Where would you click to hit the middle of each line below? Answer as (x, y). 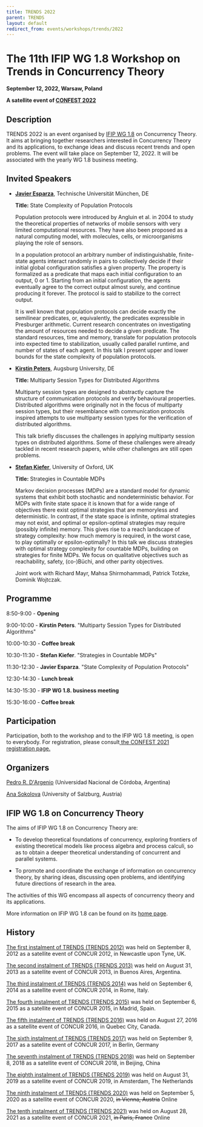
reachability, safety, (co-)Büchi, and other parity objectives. (89, 561)
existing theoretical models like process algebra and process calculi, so (104, 846)
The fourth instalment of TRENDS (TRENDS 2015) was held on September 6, (101, 1001)
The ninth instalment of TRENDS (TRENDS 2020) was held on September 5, (101, 1092)
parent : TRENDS (25, 18)
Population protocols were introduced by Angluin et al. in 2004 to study (104, 217)
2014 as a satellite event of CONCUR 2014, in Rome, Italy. (78, 990)
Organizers (28, 767)
